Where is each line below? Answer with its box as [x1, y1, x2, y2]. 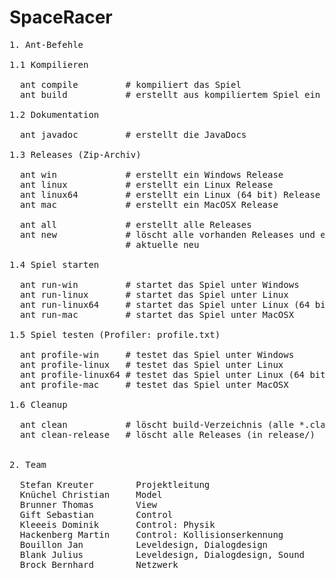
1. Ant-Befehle [9, 39, 84, 50]
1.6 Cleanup [9, 399, 68, 410]
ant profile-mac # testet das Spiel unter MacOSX [19, 379, 289, 390]
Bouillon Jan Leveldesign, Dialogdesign [19, 539, 269, 550]
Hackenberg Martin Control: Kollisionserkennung [19, 529, 284, 540]
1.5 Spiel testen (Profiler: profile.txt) [9, 329, 221, 340]
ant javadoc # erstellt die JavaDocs [19, 129, 247, 140]
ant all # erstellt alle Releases [19, 219, 252, 230]
